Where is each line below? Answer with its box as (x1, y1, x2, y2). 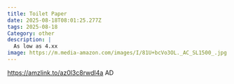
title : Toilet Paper (7, 10, 68, 17)
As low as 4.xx (13, 43, 58, 50)
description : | (7, 36, 52, 43)
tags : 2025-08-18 (7, 23, 58, 30)
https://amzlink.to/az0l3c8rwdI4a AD (7, 68, 114, 77)
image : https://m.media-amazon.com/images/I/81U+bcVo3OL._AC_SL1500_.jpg (7, 50, 228, 57)
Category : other (7, 29, 55, 37)
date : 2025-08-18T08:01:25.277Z (7, 17, 102, 24)
